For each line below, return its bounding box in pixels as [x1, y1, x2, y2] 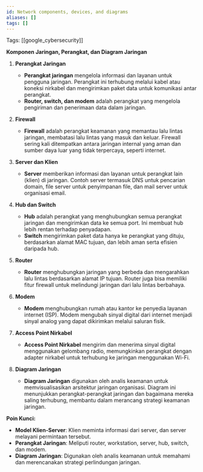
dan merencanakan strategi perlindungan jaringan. [14, 459, 141, 466]
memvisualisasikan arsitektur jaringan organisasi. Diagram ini [24, 384, 176, 391]
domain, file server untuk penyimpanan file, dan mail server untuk [24, 183, 188, 191]
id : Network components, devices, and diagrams [6, 8, 129, 15]
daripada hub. [24, 245, 59, 252]
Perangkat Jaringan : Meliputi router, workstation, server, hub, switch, [14, 439, 189, 447]
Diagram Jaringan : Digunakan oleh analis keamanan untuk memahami [14, 452, 190, 460]
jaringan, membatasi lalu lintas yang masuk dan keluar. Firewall [24, 134, 181, 141]
